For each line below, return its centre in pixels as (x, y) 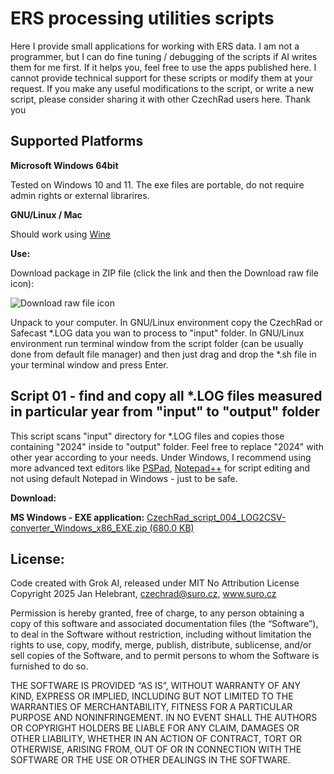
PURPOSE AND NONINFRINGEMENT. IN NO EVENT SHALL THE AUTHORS (164, 718)
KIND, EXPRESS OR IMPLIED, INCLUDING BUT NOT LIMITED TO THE (152, 696)
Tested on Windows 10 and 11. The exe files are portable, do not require (157, 184)
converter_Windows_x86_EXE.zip (79, 528)
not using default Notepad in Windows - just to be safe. (124, 478)
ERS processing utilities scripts (142, 18)
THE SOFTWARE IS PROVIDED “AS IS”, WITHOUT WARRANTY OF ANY (155, 686)
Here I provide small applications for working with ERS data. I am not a (155, 46)
